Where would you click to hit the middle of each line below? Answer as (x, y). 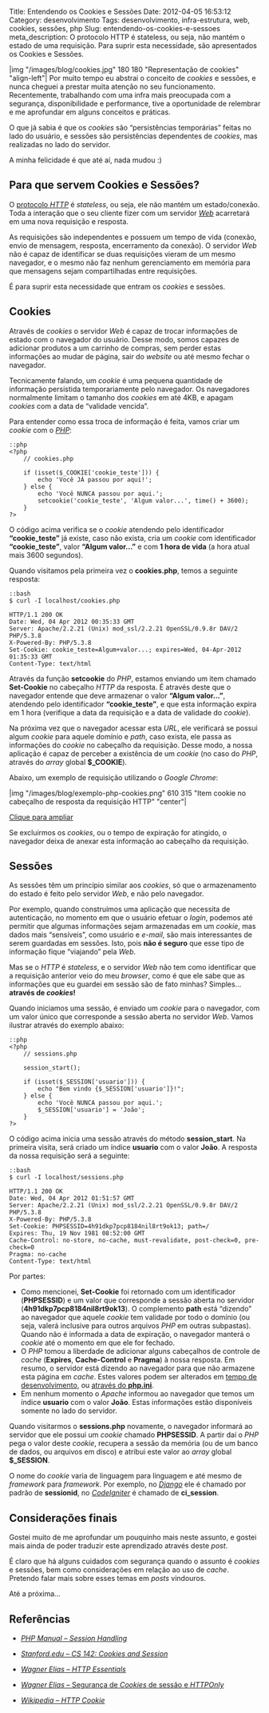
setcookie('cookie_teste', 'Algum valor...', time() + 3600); (143, 500)
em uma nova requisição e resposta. (69, 221)
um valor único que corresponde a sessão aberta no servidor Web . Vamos (131, 1017)
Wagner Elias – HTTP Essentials (73, 1669)
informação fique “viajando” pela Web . (73, 952)
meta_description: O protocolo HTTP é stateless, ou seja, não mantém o (127, 37)
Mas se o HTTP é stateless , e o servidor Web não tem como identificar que (133, 967)
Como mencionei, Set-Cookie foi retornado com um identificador (128, 1292)
